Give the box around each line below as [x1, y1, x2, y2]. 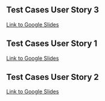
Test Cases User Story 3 [6, 5, 100, 15]
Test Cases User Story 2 [6, 72, 100, 82]
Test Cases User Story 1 [6, 39, 98, 49]
